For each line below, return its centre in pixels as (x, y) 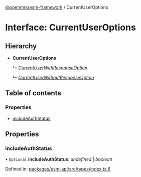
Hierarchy (21, 46)
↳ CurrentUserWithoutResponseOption (53, 77)
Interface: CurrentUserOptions (71, 28)
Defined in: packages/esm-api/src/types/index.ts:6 (58, 169)
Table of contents (33, 93)
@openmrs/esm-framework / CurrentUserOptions (57, 7)
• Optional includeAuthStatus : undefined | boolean (59, 159)
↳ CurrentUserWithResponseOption (50, 68)
